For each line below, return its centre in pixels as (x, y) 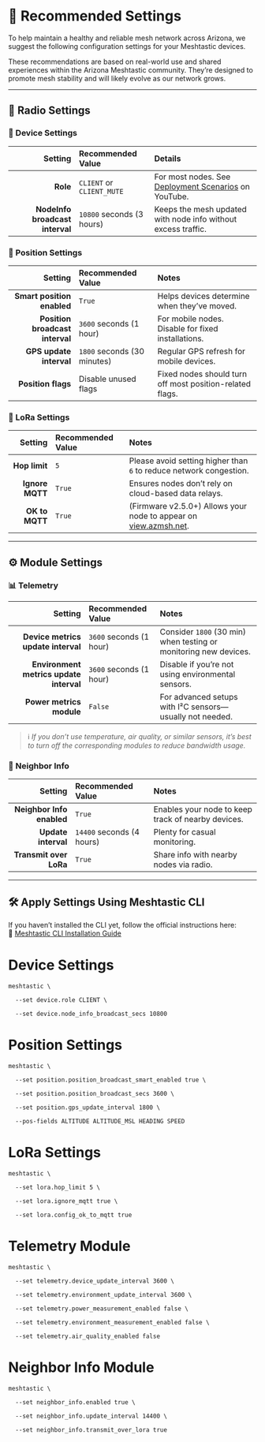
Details (168, 159)
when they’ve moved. (197, 305)
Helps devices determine (203, 296)
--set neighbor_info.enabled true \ (75, 1402)
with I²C (174, 707)
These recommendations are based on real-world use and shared (115, 62)
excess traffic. (180, 229)
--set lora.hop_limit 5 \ (58, 1187)
